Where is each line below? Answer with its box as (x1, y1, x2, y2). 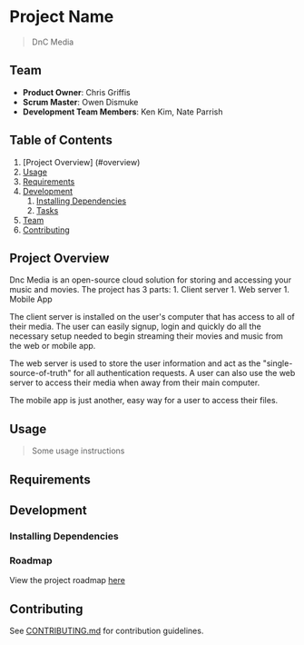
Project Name (9, 6, 114, 27)
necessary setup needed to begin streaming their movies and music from (9, 331, 284, 342)
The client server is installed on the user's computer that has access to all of (9, 312, 295, 322)
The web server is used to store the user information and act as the (9, 358, 261, 369)
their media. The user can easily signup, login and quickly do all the (9, 321, 261, 332)
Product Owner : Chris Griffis (22, 86, 131, 97)
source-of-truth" (9, 368, 72, 379)
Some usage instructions (31, 445, 125, 456)
